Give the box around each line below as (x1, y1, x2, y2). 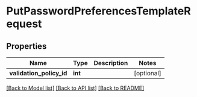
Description (93, 59, 128, 67)
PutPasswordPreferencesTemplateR (6, 4, 191, 18)
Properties (6, 41, 47, 51)
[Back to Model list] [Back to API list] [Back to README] (6, 84, 145, 92)
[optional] (133, 69, 161, 77)
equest (6, 17, 42, 31)
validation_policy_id (9, 69, 67, 77)
